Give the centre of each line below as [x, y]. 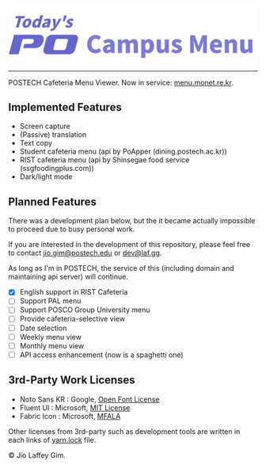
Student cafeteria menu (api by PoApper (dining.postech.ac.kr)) [123, 151]
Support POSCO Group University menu [85, 310]
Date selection [43, 328]
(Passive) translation [53, 135]
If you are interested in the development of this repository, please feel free [129, 245]
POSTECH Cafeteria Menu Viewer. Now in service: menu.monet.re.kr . [121, 82]
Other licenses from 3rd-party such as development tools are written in [124, 431]
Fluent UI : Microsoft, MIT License [75, 407]
